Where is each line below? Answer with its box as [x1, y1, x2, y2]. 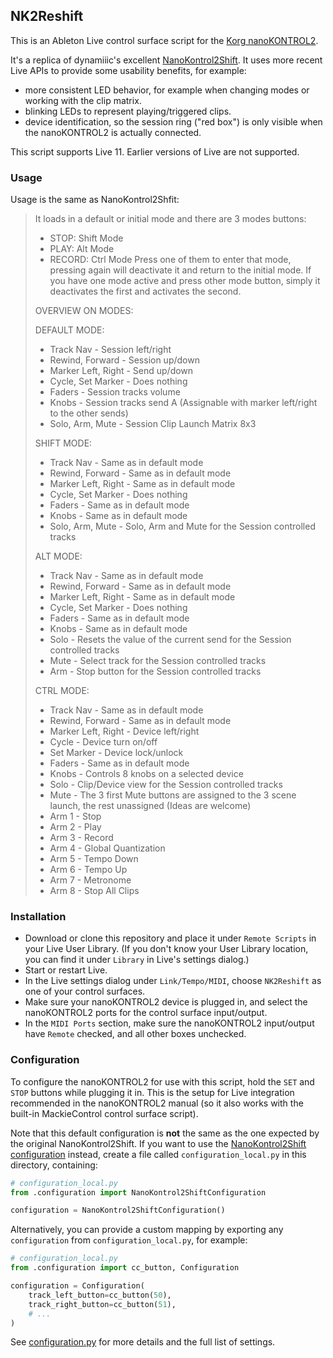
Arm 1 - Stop [49, 810, 102, 823]
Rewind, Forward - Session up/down [49, 354, 200, 366]
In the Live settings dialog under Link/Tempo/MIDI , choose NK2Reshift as [24, 975, 322, 987]
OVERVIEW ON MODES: [34, 305, 134, 317]
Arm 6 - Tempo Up [49, 864, 128, 876]
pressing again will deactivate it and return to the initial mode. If [49, 264, 312, 276]
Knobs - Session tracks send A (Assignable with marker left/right [49, 397, 318, 409]
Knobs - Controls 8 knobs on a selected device [49, 768, 244, 780]
